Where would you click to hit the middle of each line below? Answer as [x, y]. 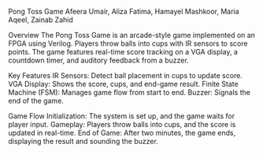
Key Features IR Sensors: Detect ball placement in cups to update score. [125, 75]
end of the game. [36, 101]
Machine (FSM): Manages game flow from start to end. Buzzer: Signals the [129, 92]
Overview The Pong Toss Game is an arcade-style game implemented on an [132, 35]
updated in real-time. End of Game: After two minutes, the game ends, [122, 133]
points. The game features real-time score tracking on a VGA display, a [123, 52]
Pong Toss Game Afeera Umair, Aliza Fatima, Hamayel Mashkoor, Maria [124, 11]
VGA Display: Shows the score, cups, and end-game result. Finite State [123, 84]
